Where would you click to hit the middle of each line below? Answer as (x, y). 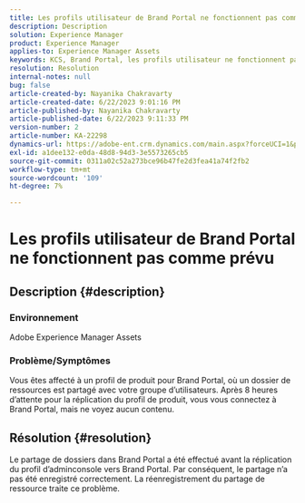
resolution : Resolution (54, 69)
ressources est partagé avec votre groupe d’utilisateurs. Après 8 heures (144, 390)
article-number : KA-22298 (58, 136)
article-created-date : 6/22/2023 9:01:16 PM (95, 102)
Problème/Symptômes (60, 361)
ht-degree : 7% (36, 187)
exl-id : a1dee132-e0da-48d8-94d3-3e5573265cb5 (99, 152)
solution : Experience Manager (67, 34)
